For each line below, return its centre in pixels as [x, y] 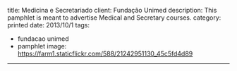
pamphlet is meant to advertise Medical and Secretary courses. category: [114, 18]
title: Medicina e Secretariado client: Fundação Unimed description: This [112, 10]
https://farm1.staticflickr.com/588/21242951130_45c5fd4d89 [105, 53]
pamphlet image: [42, 46]
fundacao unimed [43, 39]
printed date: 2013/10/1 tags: [49, 25]
